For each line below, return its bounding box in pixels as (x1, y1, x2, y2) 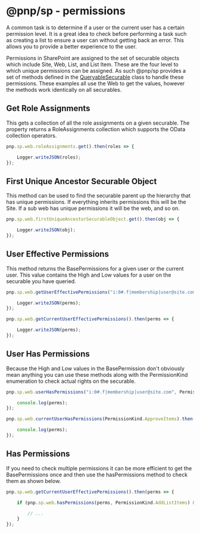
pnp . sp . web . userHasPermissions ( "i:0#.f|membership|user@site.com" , (6, 389, 177, 395)
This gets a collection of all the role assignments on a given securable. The (6, 119, 190, 126)
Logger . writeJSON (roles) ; (17, 154, 82, 160)
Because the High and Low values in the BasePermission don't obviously (6, 365, 185, 372)
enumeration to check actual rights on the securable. (6, 377, 136, 385)
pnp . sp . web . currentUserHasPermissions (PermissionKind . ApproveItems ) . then (6, 416, 193, 422)
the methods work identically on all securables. (6, 86, 122, 93)
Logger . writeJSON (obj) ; (17, 227, 76, 233)
